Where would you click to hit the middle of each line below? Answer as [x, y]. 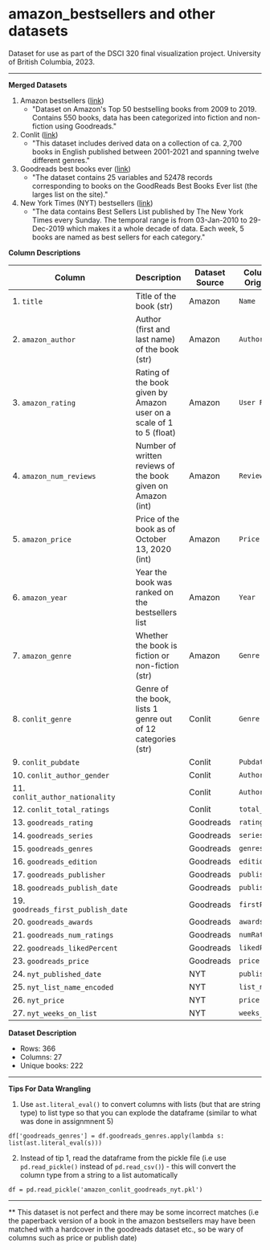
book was [154, 582]
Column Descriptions [45, 252]
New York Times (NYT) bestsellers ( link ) [86, 202]
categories [156, 738]
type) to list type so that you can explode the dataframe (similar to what [138, 1113]
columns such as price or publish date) [73, 1237]
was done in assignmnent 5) [67, 1121]
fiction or [153, 656]
